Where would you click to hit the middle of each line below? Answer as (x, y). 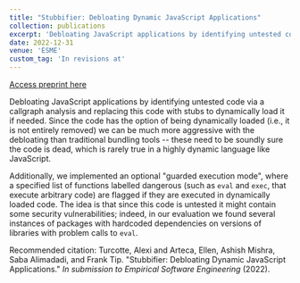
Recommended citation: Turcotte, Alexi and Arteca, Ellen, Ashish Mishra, (142, 250)
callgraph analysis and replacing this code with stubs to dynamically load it (147, 111)
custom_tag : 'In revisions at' (67, 59)
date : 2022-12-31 (42, 42)
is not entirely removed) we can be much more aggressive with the (132, 130)
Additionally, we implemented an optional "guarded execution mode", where (149, 176)
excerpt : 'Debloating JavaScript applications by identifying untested (145, 34)
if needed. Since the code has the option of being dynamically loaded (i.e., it (150, 121)
